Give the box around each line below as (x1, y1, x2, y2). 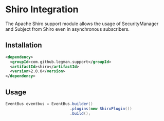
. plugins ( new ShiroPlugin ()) (69, 106, 132, 111)
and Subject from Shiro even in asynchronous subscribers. (5, 26, 130, 32)
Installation (5, 41, 42, 50)
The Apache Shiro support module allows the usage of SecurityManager (5, 21, 159, 27)
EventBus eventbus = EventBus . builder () (5, 101, 94, 106)
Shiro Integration (5, 4, 79, 15)
